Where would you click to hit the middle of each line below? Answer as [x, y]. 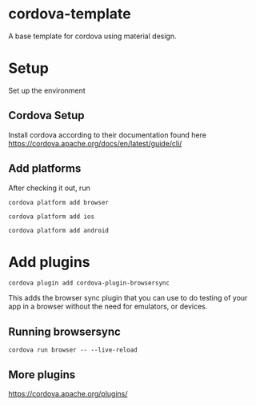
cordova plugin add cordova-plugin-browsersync [89, 283]
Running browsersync [65, 331]
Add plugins [49, 262]
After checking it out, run [49, 188]
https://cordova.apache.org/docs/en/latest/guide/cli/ [95, 143]
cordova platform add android [59, 230]
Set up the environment [47, 90]
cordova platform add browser [59, 202]
